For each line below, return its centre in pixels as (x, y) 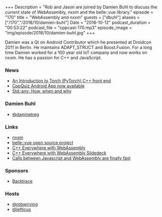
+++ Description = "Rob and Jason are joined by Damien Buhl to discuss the (81, 7)
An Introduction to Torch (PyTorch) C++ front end (61, 81)
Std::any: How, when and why (42, 91)
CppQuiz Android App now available (48, 86)
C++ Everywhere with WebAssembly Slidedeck (59, 153)
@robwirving (25, 204)
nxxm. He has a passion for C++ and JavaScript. (53, 58)
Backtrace (22, 181)
